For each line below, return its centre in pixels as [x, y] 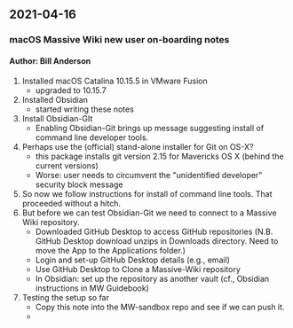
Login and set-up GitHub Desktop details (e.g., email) [133, 260]
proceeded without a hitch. [71, 203]
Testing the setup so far [65, 297]
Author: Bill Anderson [50, 60]
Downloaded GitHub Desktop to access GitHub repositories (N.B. [154, 231]
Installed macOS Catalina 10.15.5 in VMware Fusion [115, 81]
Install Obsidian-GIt [57, 118]
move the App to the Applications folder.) [111, 250]
